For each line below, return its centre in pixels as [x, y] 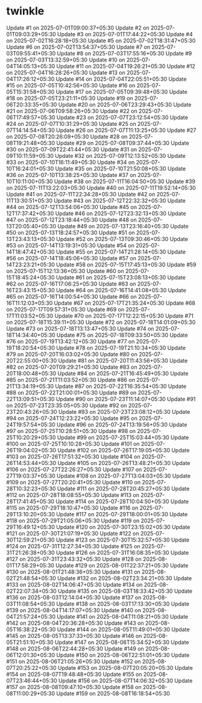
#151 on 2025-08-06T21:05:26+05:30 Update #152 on [74, 661]
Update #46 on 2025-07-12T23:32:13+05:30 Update [121, 213]
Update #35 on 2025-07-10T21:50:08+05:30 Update [121, 168]
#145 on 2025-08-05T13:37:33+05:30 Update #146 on [74, 636]
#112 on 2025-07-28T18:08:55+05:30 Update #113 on [73, 495]
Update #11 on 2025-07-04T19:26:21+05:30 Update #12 [126, 66]
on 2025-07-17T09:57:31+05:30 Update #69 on [65, 309]
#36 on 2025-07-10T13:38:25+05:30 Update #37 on [71, 175]
